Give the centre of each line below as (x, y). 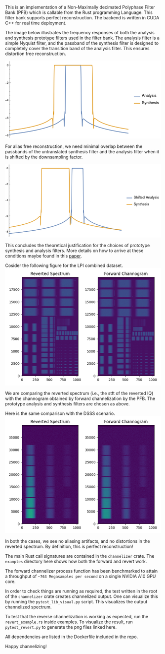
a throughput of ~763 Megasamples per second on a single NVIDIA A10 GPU (81, 576)
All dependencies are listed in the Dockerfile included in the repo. (72, 637)
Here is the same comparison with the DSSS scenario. (60, 413)
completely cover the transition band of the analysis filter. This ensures (77, 48)
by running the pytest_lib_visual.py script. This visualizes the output (76, 602)
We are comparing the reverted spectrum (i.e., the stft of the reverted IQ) (79, 393)
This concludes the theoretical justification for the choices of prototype (78, 245)
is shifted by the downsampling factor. (44, 157)
